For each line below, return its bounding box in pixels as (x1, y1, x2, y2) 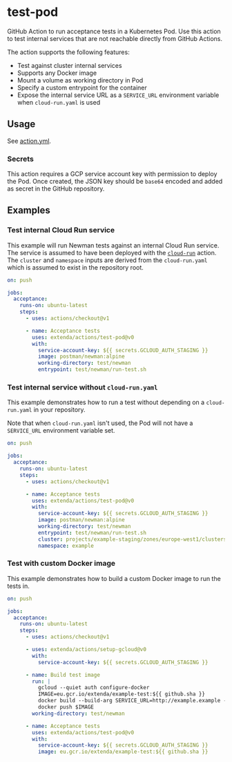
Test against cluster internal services (17, 61, 122, 69)
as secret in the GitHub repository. (7, 184, 105, 193)
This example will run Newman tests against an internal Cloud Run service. (7, 241, 220, 250)
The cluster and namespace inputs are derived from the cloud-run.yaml (7, 256, 208, 264)
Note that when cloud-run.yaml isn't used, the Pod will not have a (7, 419, 193, 427)
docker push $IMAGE (37, 704, 95, 711)
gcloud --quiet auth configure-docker (37, 684, 150, 691)
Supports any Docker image (17, 69, 97, 77)
